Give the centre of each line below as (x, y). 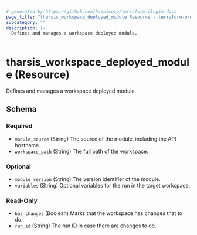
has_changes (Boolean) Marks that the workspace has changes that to (98, 213)
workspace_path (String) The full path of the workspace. (81, 151)
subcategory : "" (26, 22)
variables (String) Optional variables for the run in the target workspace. (102, 186)
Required (19, 126)
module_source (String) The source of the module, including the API (95, 139)
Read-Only (22, 200)
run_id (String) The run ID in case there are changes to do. (85, 226)
